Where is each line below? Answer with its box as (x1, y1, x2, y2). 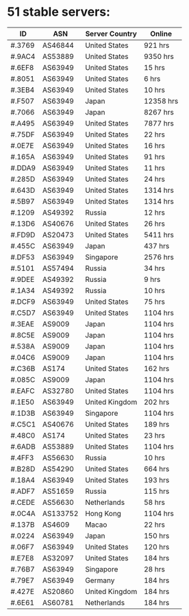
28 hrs (143, 564, 166, 573)
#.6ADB (10, 442, 36, 451)
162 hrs (143, 364, 170, 373)
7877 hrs (143, 118, 175, 128)
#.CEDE (10, 497, 36, 507)
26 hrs (143, 219, 166, 228)
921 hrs (143, 40, 170, 50)
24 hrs (143, 174, 166, 184)
